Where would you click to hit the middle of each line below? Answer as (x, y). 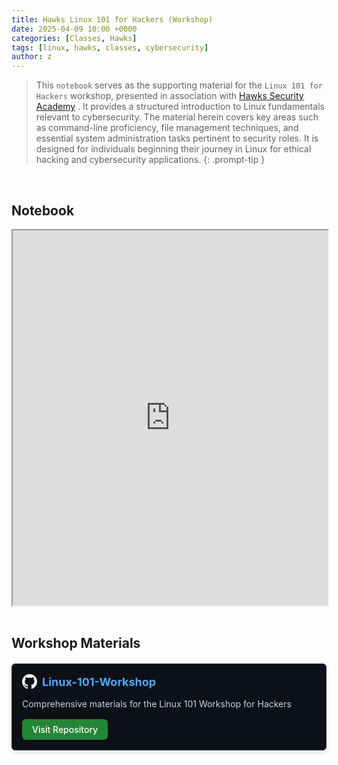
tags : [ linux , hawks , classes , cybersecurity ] (110, 47)
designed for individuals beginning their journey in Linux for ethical (173, 149)
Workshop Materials (76, 643)
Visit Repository (65, 729)
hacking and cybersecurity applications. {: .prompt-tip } (150, 160)
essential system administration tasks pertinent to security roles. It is (177, 138)
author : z (32, 57)
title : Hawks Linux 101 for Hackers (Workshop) (112, 19)
